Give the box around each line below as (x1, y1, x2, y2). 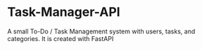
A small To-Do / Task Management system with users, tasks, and (7, 27, 196, 35)
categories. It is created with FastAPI (7, 34, 114, 42)
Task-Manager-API (7, 4, 121, 20)
